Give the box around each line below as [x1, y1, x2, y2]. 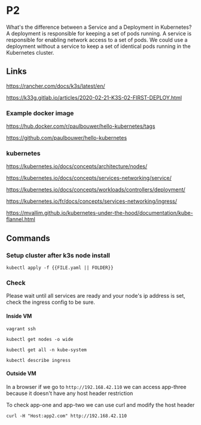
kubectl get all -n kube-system [6, 346, 87, 353]
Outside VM [6, 370, 37, 377]
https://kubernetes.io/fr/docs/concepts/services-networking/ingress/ [6, 197, 178, 205]
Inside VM [6, 312, 32, 319]
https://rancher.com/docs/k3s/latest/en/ [6, 82, 106, 89]
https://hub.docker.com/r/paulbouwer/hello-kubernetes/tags [6, 122, 156, 130]
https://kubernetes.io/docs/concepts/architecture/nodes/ [6, 163, 148, 170]
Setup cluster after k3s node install [6, 251, 111, 259]
